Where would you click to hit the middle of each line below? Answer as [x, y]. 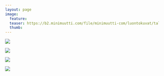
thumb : [16, 28]
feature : [18, 19]
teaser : [17, 23]
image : [12, 14]
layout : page [18, 9]
